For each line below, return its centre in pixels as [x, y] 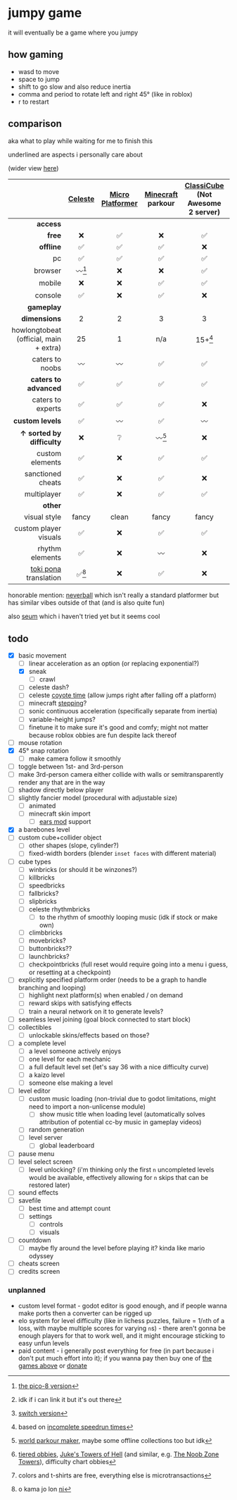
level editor [34, 1091]
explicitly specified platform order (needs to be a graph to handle [112, 980]
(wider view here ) [33, 168]
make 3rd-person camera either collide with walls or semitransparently [121, 774]
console [48, 295]
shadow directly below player [61, 789]
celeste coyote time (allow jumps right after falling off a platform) [122, 695]
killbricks [41, 877]
